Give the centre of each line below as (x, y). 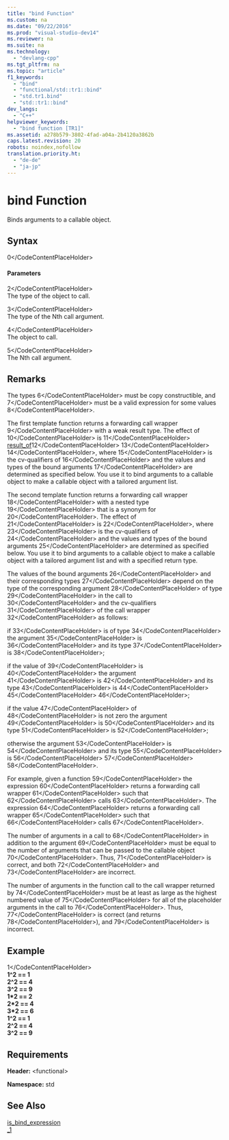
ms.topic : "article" (37, 71)
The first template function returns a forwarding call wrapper (93, 423)
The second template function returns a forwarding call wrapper (97, 495)
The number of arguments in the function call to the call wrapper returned (111, 886)
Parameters (24, 273)
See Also (26, 1106)
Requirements (38, 1055)
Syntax (23, 241)
